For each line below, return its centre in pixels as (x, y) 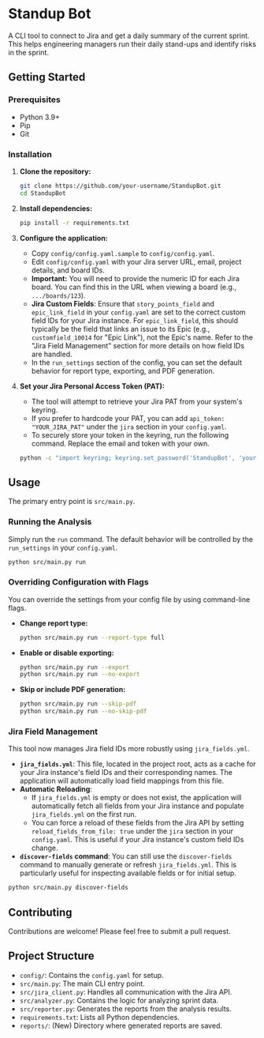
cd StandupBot (43, 193)
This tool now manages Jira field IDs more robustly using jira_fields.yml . (129, 749)
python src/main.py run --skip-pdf (78, 704)
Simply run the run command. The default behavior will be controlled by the (131, 539)
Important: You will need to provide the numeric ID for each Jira (136, 278)
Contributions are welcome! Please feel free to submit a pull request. (119, 931)
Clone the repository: (55, 171)
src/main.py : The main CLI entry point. (82, 983)
